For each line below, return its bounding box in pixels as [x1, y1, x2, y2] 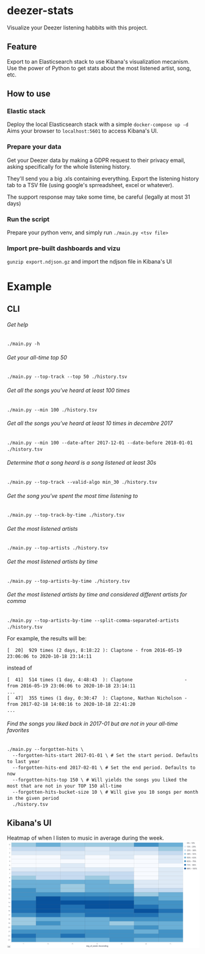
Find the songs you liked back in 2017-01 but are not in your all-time [7, 720, 179, 728]
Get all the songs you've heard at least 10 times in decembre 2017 [7, 420, 173, 427]
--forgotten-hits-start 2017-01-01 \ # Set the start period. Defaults [12, 752, 199, 758]
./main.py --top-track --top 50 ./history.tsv [7, 374, 128, 380]
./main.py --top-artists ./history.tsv [7, 545, 109, 551]
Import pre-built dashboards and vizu [7, 244, 121, 253]
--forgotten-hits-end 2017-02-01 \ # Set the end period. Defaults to [12, 764, 196, 771]
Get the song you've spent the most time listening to [7, 492, 138, 499]
